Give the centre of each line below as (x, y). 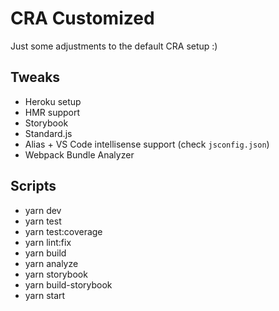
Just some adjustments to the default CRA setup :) (114, 46)
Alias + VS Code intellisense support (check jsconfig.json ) (147, 144)
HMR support (52, 112)
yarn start (45, 295)
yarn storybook (56, 274)
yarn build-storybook (68, 284)
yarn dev (43, 210)
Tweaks (35, 77)
